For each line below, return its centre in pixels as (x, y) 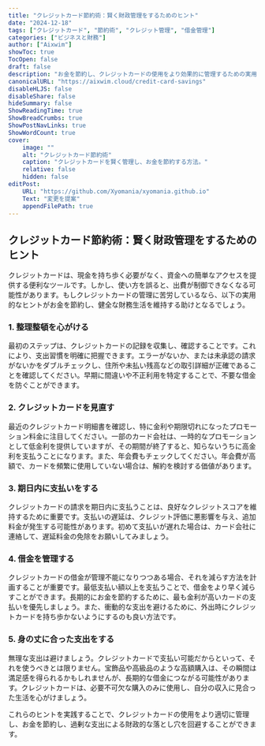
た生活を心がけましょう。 (50, 697)
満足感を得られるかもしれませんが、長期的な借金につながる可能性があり (125, 677)
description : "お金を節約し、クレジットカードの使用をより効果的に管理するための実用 (133, 74)
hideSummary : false (40, 103)
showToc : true (32, 52)
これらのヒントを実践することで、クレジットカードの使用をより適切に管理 (129, 714)
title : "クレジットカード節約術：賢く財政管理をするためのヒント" (103, 15)
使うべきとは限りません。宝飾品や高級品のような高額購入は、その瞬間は (139, 668)
